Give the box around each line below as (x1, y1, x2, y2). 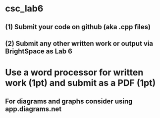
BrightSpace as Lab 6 (5, 47, 73, 55)
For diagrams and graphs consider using (5, 97, 133, 105)
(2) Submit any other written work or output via (5, 39, 154, 47)
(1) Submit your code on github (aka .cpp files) (5, 23, 151, 31)
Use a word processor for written (5, 67, 144, 78)
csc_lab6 (5, 3, 44, 14)
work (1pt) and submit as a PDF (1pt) (5, 78, 156, 89)
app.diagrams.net (5, 105, 62, 113)
